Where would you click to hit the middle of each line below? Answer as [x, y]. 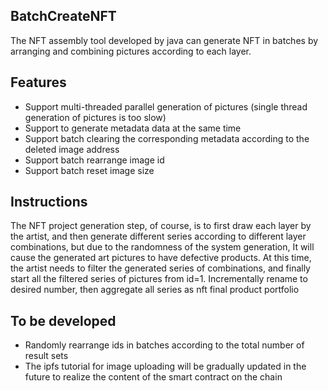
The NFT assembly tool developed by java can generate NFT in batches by [164, 40]
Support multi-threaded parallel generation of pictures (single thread [166, 106]
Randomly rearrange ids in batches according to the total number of [164, 345]
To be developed [63, 320]
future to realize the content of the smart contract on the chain [153, 377]
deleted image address [72, 149]
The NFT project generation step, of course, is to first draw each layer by [161, 226]
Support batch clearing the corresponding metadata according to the [167, 138]
